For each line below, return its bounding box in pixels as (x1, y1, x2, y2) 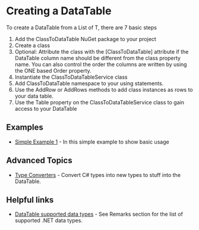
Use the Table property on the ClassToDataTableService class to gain (14, 98, 184, 105)
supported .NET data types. (14, 217, 83, 224)
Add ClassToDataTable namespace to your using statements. (14, 79, 164, 87)
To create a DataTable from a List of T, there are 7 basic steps (6, 24, 157, 31)
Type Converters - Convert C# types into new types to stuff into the (14, 171, 181, 178)
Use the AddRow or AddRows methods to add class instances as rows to (14, 86, 193, 93)
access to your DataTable (14, 105, 77, 112)
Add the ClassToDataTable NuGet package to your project (14, 35, 156, 42)
